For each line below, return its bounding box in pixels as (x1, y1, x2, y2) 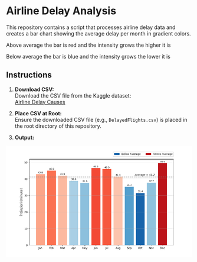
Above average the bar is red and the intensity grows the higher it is (6, 41, 171, 48)
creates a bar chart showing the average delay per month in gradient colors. (6, 30, 191, 37)
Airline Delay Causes (14, 98, 65, 105)
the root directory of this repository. (14, 122, 102, 130)
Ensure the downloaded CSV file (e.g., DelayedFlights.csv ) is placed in (14, 116, 188, 123)
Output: (14, 134, 34, 141)
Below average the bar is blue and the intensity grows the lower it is (6, 53, 171, 60)
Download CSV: (14, 86, 54, 93)
